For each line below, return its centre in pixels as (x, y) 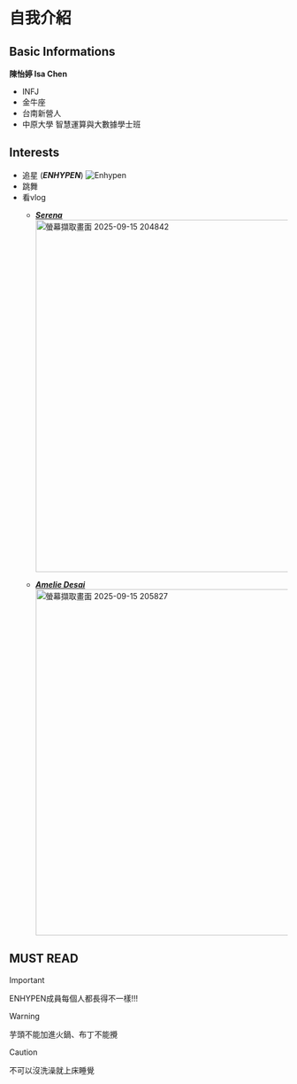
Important (27, 979)
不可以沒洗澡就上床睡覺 (52, 1070)
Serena (49, 214)
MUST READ (44, 959)
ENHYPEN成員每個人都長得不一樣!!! (74, 998)
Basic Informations (62, 51)
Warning (24, 1016)
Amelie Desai (60, 584)
